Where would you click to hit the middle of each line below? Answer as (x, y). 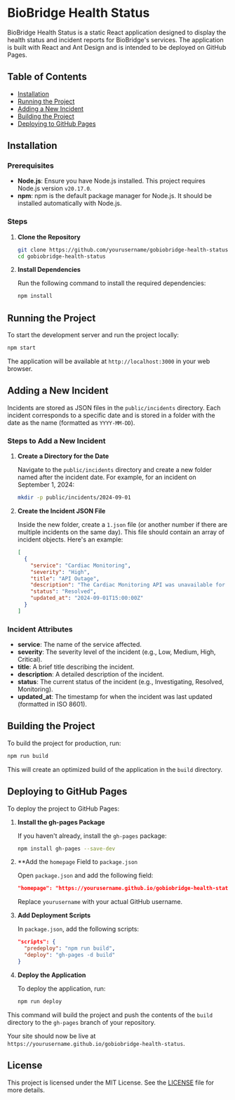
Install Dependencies (49, 270)
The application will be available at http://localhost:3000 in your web (109, 361)
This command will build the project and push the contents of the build (110, 1015)
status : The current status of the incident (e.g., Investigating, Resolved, (121, 682)
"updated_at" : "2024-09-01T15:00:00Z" (87, 598)
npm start (22, 348)
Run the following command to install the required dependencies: (112, 283)
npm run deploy (40, 1001)
